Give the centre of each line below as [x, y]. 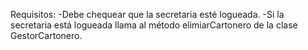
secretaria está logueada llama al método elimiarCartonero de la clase [154, 25]
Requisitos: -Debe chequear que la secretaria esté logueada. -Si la [147, 14]
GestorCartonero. [46, 35]
